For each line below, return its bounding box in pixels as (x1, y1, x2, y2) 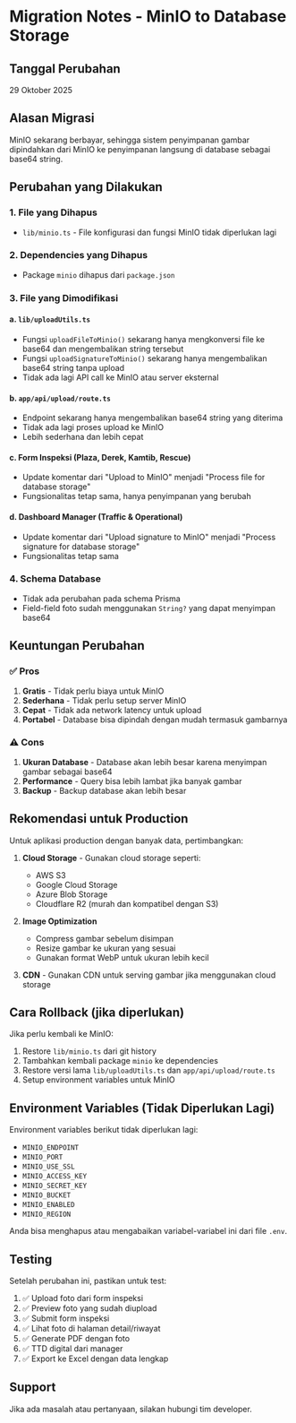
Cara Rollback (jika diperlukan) (9, 1005, 185, 1021)
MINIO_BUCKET (21, 1191, 72, 1200)
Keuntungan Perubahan (9, 638, 145, 653)
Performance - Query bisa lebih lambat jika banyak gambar (21, 775, 242, 786)
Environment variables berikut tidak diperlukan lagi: (9, 1125, 199, 1135)
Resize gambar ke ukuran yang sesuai (35, 943, 176, 953)
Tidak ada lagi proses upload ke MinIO (21, 422, 164, 433)
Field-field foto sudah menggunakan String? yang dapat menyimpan (21, 602, 275, 613)
